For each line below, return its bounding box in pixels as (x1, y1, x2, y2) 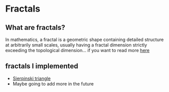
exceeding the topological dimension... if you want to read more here (5, 48, 150, 53)
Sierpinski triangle (12, 75, 51, 81)
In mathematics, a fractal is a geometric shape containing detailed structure (5, 36, 164, 42)
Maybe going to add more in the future (12, 80, 94, 86)
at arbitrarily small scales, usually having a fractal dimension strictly (5, 42, 148, 48)
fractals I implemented (5, 62, 78, 71)
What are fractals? (5, 23, 65, 32)
